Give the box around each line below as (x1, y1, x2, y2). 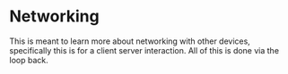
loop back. (9, 54, 48, 65)
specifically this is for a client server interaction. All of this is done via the (9, 45, 280, 55)
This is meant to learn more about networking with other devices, (9, 36, 251, 46)
